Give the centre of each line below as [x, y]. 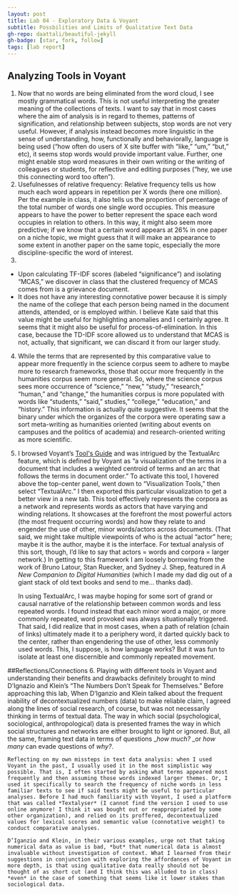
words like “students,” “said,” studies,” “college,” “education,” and [114, 401]
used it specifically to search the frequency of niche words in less [115, 784]
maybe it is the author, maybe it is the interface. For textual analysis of [121, 544]
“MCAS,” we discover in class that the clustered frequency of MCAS [118, 281]
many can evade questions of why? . [61, 746]
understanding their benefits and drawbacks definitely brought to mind [111, 678]
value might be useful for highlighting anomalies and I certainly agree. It [123, 319]
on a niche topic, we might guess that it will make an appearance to [117, 237]
